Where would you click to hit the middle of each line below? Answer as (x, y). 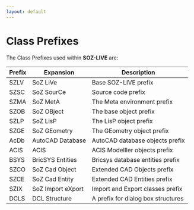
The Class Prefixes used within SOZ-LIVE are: (62, 58)
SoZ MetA (46, 102)
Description (138, 72)
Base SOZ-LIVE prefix (123, 82)
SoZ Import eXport (58, 189)
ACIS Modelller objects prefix (132, 150)
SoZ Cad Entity (53, 179)
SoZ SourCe (49, 92)
